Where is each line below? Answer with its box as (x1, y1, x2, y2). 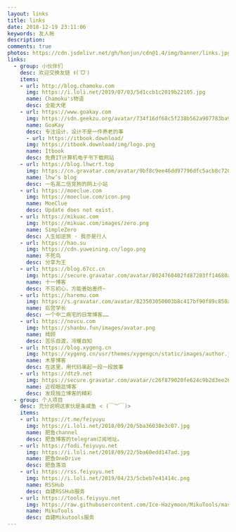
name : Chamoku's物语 (25, 96, 84, 103)
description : (7, 37, 46, 44)
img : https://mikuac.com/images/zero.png (25, 220, 150, 227)
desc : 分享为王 (25, 259, 67, 266)
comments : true (7, 43, 52, 50)
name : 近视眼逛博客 (25, 383, 77, 391)
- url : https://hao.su (20, 239, 86, 246)
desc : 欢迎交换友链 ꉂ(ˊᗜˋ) (20, 69, 90, 76)
